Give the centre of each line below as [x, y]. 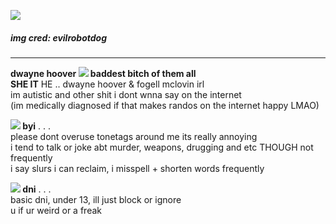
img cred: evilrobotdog [59, 37]
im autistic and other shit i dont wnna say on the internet [126, 94]
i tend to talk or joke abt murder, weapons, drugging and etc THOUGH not [162, 147]
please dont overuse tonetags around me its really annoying [134, 136]
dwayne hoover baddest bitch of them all [103, 73]
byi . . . [37, 126]
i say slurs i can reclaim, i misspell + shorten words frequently [137, 168]
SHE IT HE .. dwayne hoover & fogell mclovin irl [107, 84]
